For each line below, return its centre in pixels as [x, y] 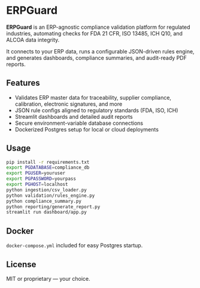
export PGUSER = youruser [36, 173]
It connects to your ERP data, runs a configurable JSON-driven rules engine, [100, 51]
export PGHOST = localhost [37, 184]
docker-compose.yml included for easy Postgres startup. [75, 245]
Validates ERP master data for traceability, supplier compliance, [93, 97]
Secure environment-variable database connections [79, 123]
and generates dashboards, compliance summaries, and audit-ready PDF [96, 58]
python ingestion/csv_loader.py [46, 190]
